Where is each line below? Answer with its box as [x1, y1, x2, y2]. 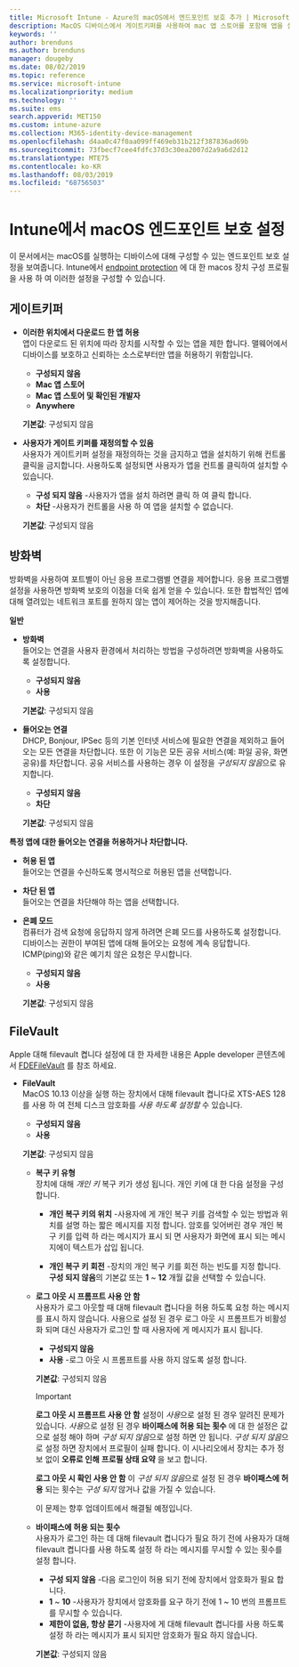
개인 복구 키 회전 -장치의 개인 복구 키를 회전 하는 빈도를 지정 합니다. [48, 1260, 281, 1271]
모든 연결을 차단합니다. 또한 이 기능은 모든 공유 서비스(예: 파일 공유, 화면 [38, 746, 288, 757]
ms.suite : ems [9, 104, 62, 113]
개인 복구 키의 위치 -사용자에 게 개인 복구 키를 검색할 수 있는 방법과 [48, 1208, 279, 1219]
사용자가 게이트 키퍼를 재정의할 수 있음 [21, 437, 154, 448]
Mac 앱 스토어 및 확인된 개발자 [35, 390, 141, 401]
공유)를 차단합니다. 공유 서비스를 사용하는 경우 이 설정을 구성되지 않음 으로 [21, 757, 278, 768]
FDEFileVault [18, 1060, 65, 1071]
